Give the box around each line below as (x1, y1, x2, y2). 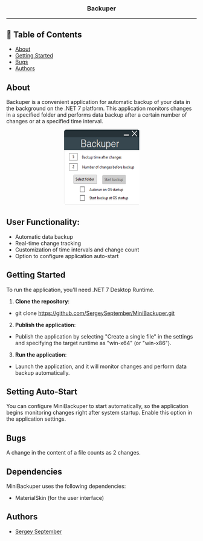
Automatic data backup (14, 233, 74, 240)
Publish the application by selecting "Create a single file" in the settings (14, 332, 193, 340)
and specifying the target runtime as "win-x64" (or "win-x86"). (14, 339, 172, 346)
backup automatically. (14, 369, 71, 376)
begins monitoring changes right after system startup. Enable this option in (6, 409, 192, 416)
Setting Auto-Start (6, 386, 77, 397)
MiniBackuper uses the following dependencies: (6, 482, 126, 490)
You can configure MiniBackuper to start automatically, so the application (6, 403, 189, 410)
